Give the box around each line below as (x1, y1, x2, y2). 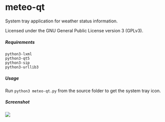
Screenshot (5, 99, 30, 105)
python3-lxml (5, 51, 32, 56)
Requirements (5, 39, 35, 45)
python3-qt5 (5, 56, 30, 61)
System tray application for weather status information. (5, 18, 118, 24)
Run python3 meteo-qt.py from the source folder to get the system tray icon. (5, 88, 161, 94)
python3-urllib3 (5, 64, 39, 70)
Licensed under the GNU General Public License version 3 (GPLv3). (5, 27, 143, 33)
